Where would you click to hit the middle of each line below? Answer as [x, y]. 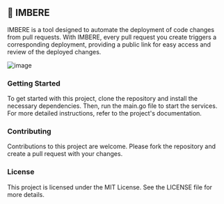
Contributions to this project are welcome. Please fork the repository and [112, 146]
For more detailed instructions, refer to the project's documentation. [104, 113]
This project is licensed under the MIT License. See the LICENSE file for [110, 187]
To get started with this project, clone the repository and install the [103, 99]
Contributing [29, 132]
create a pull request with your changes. [65, 154]
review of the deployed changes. [54, 52]
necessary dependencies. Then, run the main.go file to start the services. [112, 106]
